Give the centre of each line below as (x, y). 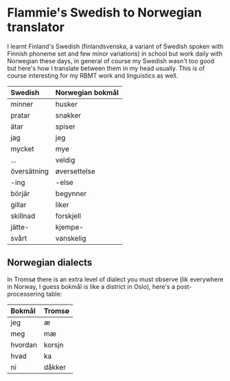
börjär (20, 193)
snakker (68, 115)
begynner (71, 193)
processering (26, 294)
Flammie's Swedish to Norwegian (105, 13)
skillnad (23, 216)
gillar (19, 204)
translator (36, 27)
